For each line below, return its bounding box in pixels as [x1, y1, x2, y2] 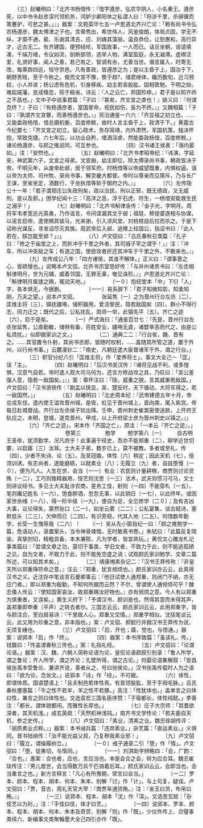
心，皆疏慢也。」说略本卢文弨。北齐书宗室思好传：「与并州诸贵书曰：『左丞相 [6, 263, 195, 270]
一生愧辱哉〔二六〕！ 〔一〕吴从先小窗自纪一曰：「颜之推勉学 [27, 520, 188, 527]
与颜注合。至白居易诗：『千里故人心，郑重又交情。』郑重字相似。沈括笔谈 [6, 611, 186, 618]
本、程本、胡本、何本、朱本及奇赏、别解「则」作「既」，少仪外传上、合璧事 [6, 808, 195, 815]
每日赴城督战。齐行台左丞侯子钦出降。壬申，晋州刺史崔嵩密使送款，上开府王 [6, 406, 197, 414]
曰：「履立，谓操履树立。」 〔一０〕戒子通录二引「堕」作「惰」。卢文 [6, 740, 195, 747]
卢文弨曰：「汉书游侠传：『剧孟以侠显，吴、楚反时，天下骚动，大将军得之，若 [6, 384, 197, 391]
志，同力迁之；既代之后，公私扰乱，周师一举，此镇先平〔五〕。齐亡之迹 [6, 308, 184, 315]
